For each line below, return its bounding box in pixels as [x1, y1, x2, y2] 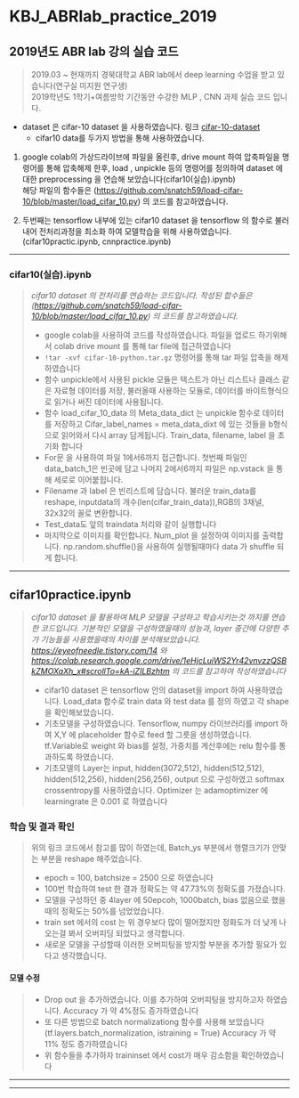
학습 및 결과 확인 [9, 821, 75, 834]
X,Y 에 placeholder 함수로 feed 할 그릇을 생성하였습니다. [53, 729, 252, 740]
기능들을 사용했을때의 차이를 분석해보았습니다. [40, 634, 200, 645]
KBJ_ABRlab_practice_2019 [9, 6, 218, 27]
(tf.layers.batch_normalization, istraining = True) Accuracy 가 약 [44, 1027, 277, 1038]
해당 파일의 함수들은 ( [21, 185, 97, 195]
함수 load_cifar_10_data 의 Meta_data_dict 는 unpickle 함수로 [44, 408, 261, 419]
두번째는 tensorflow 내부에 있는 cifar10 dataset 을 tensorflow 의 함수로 [21, 216, 273, 225]
